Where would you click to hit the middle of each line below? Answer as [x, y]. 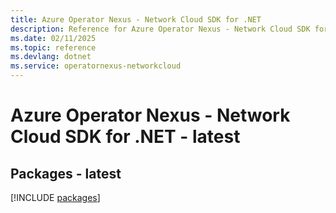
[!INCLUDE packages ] [55, 197]
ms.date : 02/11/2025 [53, 38]
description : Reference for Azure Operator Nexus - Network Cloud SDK [160, 29]
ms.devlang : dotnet [51, 57]
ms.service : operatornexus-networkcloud [96, 66]
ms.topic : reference [53, 47]
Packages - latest [66, 173]
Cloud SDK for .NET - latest [125, 137]
